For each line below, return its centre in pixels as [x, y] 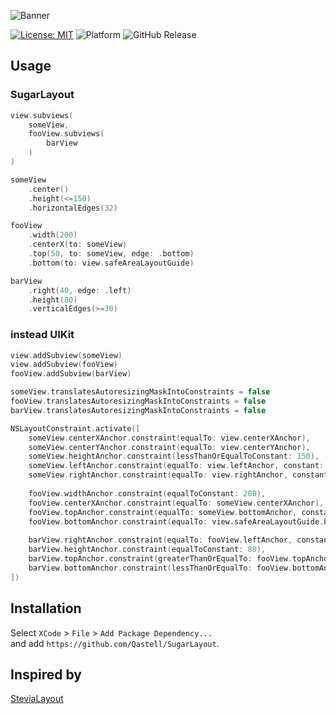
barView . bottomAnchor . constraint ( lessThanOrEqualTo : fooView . [160, 568]
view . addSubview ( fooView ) [64, 365]
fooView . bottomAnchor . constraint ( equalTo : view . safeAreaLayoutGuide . [176, 521]
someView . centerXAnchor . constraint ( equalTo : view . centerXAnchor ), [169, 438]
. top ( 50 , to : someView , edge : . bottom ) [111, 254]
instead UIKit [42, 335]
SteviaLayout [37, 699]
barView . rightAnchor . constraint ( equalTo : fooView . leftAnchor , [160, 540]
